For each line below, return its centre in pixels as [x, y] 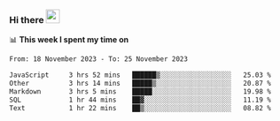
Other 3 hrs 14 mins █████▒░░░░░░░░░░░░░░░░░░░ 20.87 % [140, 84]
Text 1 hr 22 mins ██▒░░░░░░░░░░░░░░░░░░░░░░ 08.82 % [140, 108]
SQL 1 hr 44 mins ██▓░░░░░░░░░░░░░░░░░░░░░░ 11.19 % [140, 100]
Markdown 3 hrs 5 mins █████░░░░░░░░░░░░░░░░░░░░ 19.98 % [140, 91]
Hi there [27, 19]
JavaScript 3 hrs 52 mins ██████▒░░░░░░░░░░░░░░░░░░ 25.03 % [140, 75]
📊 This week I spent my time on [69, 40]
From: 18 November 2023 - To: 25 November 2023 [99, 59]
